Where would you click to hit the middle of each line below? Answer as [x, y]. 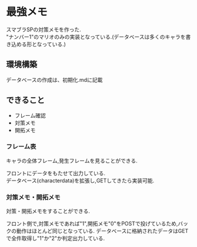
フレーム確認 [30, 115]
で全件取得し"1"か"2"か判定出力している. [55, 238]
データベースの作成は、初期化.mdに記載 [54, 79]
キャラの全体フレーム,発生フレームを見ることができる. [72, 161]
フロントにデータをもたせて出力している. [56, 173]
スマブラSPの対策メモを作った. [44, 29]
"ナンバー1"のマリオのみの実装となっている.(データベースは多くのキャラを [96, 36]
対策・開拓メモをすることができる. [48, 211]
